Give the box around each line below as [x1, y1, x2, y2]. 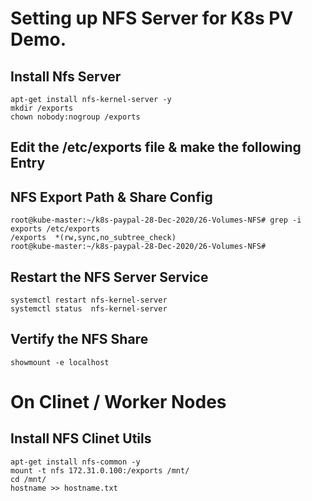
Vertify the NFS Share [10, 331, 149, 348]
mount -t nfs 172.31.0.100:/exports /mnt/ [10, 465, 190, 476]
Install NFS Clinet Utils [10, 430, 152, 447]
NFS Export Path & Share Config [10, 188, 213, 206]
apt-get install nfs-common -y [10, 457, 141, 467]
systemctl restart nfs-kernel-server [10, 295, 168, 306]
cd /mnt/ [10, 474, 47, 484]
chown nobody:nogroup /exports [10, 112, 141, 122]
